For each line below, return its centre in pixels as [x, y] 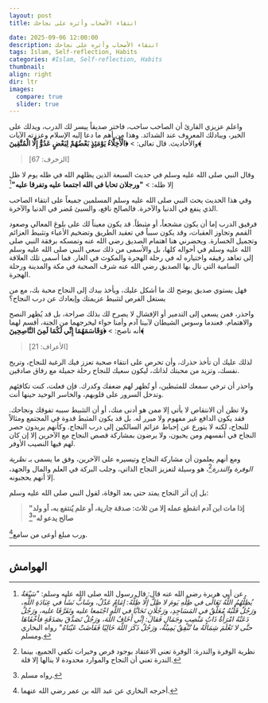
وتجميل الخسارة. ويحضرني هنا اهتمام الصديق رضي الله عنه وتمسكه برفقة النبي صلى [133, 240]
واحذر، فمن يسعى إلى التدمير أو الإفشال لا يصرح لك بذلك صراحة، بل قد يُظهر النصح [132, 313]
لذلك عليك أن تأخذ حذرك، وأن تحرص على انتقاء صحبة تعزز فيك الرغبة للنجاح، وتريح [131, 362]
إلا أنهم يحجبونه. [32, 477]
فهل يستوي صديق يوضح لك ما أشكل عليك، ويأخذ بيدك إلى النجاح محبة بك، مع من [128, 289]
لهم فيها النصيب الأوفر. [43, 443]
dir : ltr [23, 82]
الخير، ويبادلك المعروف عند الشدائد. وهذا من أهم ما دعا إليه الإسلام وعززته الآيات [127, 135]
